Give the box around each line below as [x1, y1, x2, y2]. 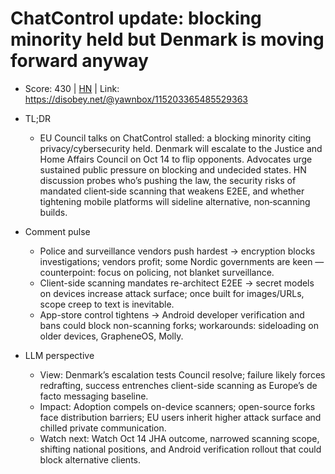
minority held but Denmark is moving [10, 28, 325, 51]
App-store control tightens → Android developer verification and [39, 308, 305, 321]
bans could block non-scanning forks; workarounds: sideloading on [39, 319, 319, 331]
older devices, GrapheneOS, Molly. [39, 330, 184, 342]
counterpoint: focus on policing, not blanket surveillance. [39, 266, 275, 278]
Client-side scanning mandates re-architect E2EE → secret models [39, 277, 315, 289]
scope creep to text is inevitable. [39, 298, 175, 310]
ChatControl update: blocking [10, 7, 262, 30]
